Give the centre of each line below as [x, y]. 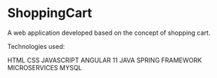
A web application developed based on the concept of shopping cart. [109, 33]
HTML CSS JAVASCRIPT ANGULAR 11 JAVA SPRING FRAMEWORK [105, 60]
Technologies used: [36, 46]
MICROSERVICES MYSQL [45, 67]
